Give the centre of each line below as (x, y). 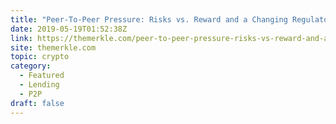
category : (31, 66)
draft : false (37, 103)
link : (21, 38)
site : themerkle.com (53, 47)
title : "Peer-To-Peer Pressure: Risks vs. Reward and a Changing (149, 19)
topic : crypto (40, 57)
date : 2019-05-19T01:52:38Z (69, 29)
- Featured (42, 76)
